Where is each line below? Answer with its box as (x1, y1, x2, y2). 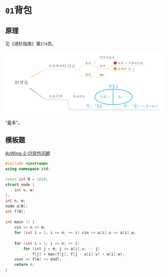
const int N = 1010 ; (5, 177, 49, 182)
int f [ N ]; (5, 209, 26, 214)
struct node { (5, 182, 35, 188)
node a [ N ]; (5, 203, 28, 209)
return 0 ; (14, 262, 35, 267)
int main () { (5, 219, 35, 225)
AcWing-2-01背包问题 (5, 150, 50, 156)
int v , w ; (14, 188, 35, 193)
